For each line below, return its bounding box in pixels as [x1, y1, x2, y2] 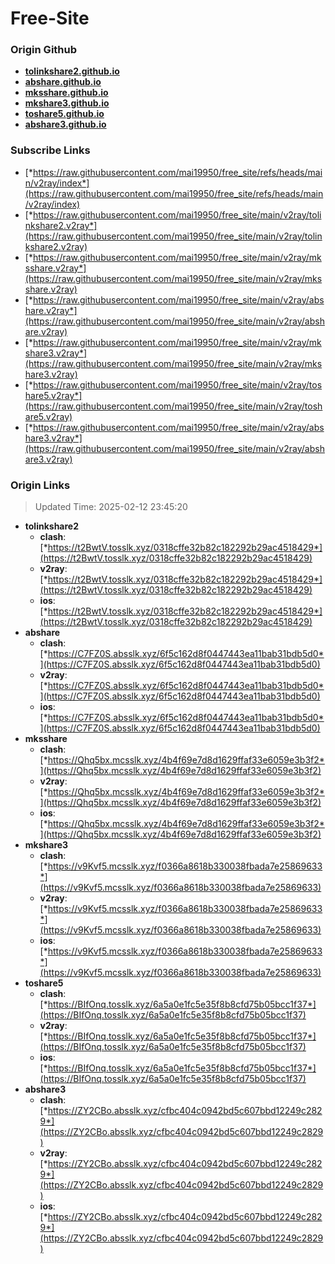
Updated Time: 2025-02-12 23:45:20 [34, 501, 188, 513]
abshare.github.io [24, 76, 102, 88]
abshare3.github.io [24, 118, 107, 131]
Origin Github [10, 43, 78, 57]
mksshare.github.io [24, 87, 109, 99]
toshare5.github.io [24, 108, 105, 120]
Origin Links [10, 478, 71, 492]
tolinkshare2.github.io [24, 65, 120, 77]
